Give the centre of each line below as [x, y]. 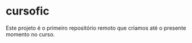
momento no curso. [31, 34]
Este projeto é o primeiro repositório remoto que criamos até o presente [96, 28]
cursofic [28, 11]
